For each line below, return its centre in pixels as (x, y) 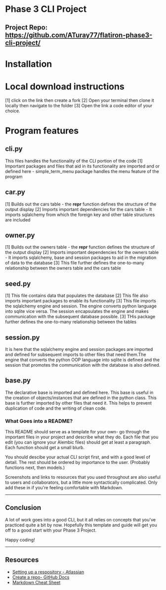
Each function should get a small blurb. (45, 448)
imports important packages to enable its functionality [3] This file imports (81, 301)
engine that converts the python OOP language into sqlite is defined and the (82, 360)
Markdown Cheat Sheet (36, 582)
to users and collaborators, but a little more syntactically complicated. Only (81, 482)
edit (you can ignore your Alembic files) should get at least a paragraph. (78, 442)
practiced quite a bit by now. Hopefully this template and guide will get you (81, 525)
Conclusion (23, 508)
